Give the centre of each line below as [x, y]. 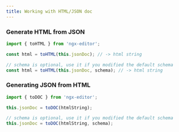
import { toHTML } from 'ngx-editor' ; [53, 44]
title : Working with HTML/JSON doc [49, 11]
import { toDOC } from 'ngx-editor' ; [52, 97]
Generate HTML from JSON [45, 31]
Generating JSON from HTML [48, 85]
